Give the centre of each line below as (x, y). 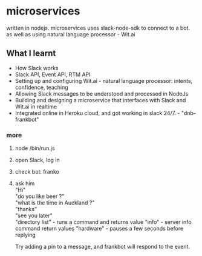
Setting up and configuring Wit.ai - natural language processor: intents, (104, 80)
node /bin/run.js (35, 148)
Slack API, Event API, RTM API (53, 74)
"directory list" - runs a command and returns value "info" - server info (103, 222)
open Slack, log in (37, 160)
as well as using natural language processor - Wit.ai (71, 34)
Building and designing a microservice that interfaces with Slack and (100, 100)
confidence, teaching (41, 87)
